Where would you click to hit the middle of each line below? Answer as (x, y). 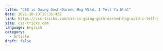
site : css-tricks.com (27, 23)
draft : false (18, 41)
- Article (19, 37)
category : (15, 32)
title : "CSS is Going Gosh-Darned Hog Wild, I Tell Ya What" (68, 9)
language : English (24, 28)
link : (10, 18)
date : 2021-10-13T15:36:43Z (33, 14)
